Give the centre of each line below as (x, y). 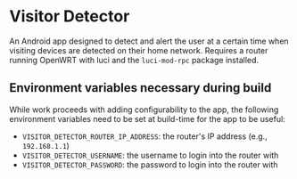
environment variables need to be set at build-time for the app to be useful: (147, 118)
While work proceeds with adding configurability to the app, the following (144, 110)
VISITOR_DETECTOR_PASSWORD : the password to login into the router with (150, 164)
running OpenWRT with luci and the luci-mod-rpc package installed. (134, 60)
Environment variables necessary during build (140, 88)
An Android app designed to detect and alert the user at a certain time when (149, 41)
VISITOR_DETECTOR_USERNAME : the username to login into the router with (150, 155)
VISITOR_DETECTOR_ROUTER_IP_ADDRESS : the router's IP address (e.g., (144, 136)
